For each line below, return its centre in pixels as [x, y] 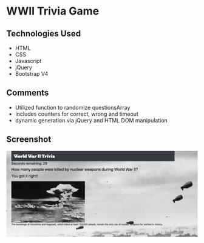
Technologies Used [43, 34]
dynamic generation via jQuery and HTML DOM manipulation [91, 120]
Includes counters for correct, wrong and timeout [76, 114]
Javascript [28, 61]
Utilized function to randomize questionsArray [73, 107]
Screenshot [29, 140]
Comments [28, 93]
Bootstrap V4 [32, 74]
